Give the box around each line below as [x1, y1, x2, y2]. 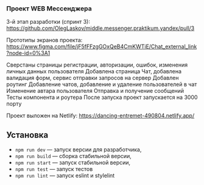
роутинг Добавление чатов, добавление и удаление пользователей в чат [6, 81, 197, 88]
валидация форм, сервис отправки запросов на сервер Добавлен [6, 74, 179, 82]
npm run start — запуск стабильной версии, [15, 159, 131, 166]
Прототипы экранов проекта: [6, 37, 83, 44]
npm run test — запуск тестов [15, 165, 93, 173]
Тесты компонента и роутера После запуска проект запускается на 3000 [6, 93, 198, 101]
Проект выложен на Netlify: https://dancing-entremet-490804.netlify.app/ [6, 112, 195, 120]
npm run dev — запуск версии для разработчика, [15, 146, 142, 153]
